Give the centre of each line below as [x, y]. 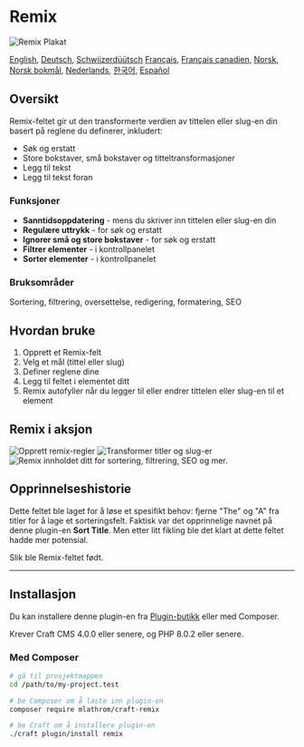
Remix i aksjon [51, 429]
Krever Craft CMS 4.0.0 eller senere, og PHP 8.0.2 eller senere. [127, 634]
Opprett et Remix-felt [62, 353]
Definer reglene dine [61, 372]
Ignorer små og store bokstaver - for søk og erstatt [119, 240]
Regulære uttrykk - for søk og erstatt [92, 230]
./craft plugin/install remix [66, 734]
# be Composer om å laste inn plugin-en [87, 701]
